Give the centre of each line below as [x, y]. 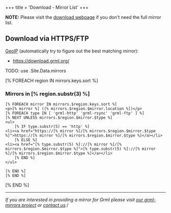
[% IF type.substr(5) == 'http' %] [52, 127]
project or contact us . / [45, 205]
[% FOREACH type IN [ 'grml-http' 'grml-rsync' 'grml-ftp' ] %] [75, 113]
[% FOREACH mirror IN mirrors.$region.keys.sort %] [61, 104]
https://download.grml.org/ [41, 61]
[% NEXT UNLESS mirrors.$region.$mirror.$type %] [59, 118]
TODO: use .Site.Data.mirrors [36, 70]
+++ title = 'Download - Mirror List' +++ [47, 7]
